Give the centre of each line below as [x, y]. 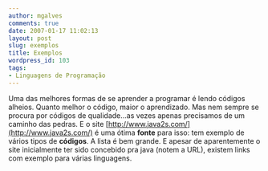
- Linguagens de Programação [57, 75]
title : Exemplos [35, 53]
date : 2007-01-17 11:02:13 [53, 31]
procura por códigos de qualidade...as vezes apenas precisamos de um [127, 115]
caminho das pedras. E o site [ [59, 124]
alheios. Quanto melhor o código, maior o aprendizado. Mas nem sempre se [134, 107]
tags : [17, 68]
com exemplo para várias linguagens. [70, 158]
